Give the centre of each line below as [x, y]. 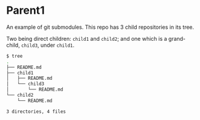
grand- [177, 38]
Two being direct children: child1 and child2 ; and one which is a [87, 38]
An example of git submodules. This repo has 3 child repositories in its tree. [100, 27]
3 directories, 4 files [36, 112]
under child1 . [57, 45]
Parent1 [26, 10]
